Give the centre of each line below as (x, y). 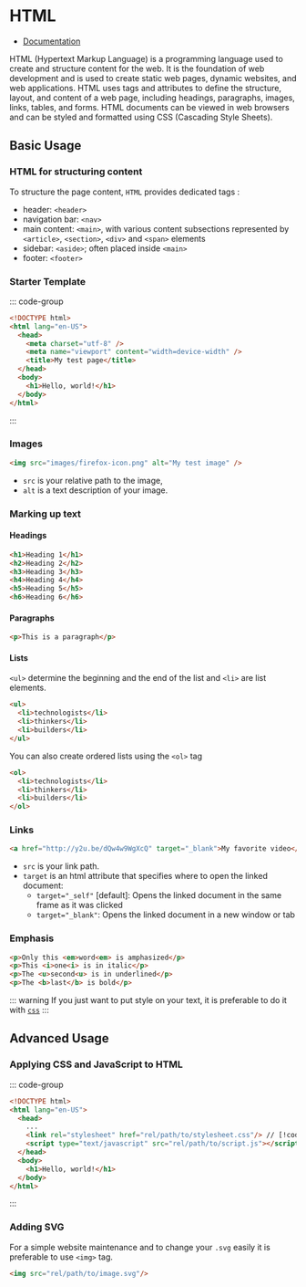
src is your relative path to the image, (92, 480)
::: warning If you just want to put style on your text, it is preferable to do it (148, 1000)
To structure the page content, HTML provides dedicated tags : (124, 192)
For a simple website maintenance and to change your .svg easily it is (140, 1247)
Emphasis (32, 938)
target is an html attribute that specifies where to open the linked (145, 876)
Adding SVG (37, 1227)
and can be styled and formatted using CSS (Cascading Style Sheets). (141, 117)
